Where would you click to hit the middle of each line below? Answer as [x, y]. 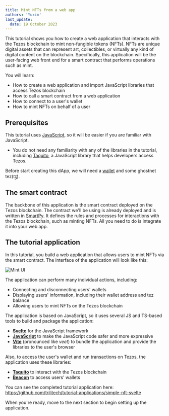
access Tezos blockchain [39, 91]
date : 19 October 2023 [34, 24]
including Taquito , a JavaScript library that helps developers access [83, 156]
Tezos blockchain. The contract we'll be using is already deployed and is [81, 210]
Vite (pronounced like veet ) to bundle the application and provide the [84, 341]
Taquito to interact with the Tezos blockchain [60, 372]
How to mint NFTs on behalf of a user [51, 107]
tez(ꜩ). [13, 177]
